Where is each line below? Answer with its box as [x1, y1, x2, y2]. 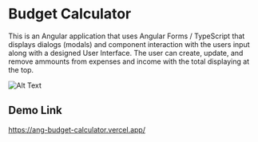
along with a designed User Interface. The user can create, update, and [8, 48, 244, 57]
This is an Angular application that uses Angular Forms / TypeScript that [8, 31, 245, 41]
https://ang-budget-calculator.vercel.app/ [8, 124, 146, 134]
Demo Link [8, 104, 62, 117]
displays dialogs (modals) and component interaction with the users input [8, 39, 250, 49]
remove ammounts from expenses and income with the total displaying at [8, 57, 250, 66]
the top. [8, 65, 34, 74]
